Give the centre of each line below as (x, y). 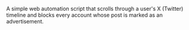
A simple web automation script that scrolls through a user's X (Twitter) (95, 9)
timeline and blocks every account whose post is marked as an (85, 15)
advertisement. (25, 21)
